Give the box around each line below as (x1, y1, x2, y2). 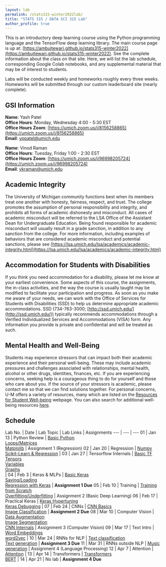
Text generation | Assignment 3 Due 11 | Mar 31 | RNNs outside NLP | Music (5, 540, 160, 547)
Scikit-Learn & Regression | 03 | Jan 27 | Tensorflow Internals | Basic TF (5, 451, 153, 457)
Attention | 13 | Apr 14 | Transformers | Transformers (5, 551, 112, 557)
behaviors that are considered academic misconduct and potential (5, 236, 141, 242)
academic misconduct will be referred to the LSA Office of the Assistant (5, 215, 152, 221)
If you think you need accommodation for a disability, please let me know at (5, 274, 160, 280)
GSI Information (5, 101, 55, 109)
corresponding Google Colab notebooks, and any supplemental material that (5, 61, 162, 67)
